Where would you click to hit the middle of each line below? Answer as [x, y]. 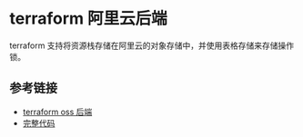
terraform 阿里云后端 [89, 19]
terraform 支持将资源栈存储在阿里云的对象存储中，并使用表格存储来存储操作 [152, 45]
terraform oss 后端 [57, 112]
